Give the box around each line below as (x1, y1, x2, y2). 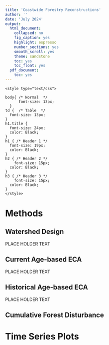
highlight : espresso (14, 40, 57, 45)
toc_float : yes (14, 63, 46, 68)
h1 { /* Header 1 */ (5, 138, 48, 143)
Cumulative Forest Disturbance (5, 310, 105, 319)
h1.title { (5, 121, 28, 126)
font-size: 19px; (9, 143, 46, 148)
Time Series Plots (5, 331, 79, 342)
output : (5, 21, 21, 26)
